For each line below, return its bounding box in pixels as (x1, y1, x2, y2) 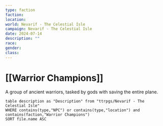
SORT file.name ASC (5, 117, 47, 122)
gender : (5, 45, 22, 51)
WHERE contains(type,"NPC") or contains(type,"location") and (5, 108, 140, 113)
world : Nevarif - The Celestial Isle (5, 21, 86, 27)
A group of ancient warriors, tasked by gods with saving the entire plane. (5, 89, 158, 95)
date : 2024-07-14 (5, 31, 42, 36)
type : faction (5, 7, 36, 13)
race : (5, 41, 17, 46)
